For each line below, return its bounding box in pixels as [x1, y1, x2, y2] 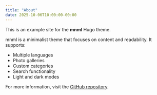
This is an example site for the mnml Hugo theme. [5, 26, 111, 32]
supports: [5, 42, 26, 48]
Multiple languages [12, 52, 53, 58]
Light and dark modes [12, 73, 60, 80]
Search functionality [12, 68, 55, 74]
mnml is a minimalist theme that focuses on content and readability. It [5, 36, 152, 43]
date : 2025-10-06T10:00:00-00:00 [5, 12, 77, 17]
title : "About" [5, 7, 38, 13]
